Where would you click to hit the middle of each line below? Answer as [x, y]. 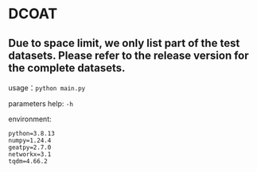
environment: [30, 119]
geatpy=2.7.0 [30, 147]
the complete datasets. [67, 68]
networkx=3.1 [30, 155]
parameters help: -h [41, 103]
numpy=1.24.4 [30, 140]
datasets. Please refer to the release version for [128, 55]
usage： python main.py [47, 88]
